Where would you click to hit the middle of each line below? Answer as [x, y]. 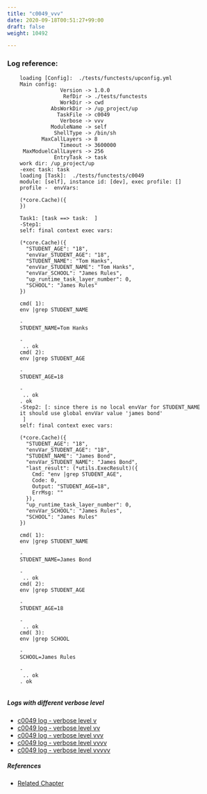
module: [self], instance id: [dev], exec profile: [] [101, 182]
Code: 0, [45, 480]
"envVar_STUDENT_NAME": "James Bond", [82, 462]
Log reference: [33, 63]
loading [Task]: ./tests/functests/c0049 [82, 176]
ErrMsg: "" [48, 492]
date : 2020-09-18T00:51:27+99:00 [56, 20]
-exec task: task [45, 169]
